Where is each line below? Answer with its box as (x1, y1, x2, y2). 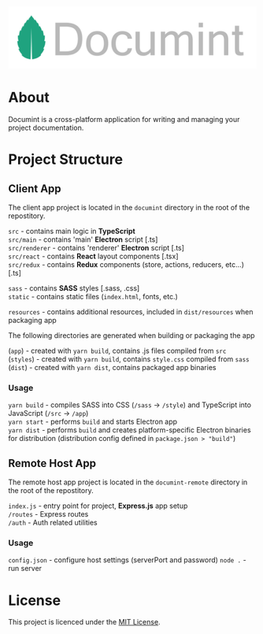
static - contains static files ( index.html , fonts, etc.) (8, 291, 179, 301)
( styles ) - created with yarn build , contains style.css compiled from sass (8, 354, 250, 364)
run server (8, 564, 42, 573)
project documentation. (8, 123, 84, 132)
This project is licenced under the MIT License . (8, 617, 161, 627)
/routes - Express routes (8, 510, 89, 519)
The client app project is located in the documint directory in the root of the (8, 202, 250, 212)
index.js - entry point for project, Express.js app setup (8, 501, 188, 510)
